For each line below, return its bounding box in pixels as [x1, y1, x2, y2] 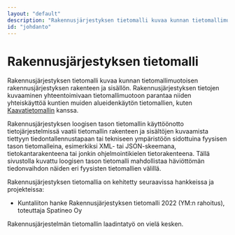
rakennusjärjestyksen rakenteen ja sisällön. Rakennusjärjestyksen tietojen [7, 84, 220, 92]
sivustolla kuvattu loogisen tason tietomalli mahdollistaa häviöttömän [7, 157, 205, 165]
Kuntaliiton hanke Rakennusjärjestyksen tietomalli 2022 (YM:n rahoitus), [17, 199, 225, 207]
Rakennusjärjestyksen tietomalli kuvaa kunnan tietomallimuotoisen [7, 76, 198, 85]
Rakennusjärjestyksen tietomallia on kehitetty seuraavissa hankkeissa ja [7, 178, 215, 186]
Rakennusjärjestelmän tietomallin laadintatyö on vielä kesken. [7, 220, 184, 228]
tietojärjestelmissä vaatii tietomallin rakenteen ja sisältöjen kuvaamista [7, 127, 208, 136]
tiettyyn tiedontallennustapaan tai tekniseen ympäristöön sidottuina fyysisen [7, 134, 227, 143]
